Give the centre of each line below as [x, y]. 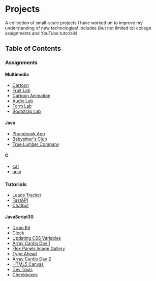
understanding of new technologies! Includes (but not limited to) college [78, 28]
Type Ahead [25, 254]
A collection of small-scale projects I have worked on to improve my [74, 23]
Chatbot [20, 206]
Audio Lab [23, 101]
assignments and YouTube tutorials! [41, 33]
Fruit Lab [21, 91]
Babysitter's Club [30, 139]
